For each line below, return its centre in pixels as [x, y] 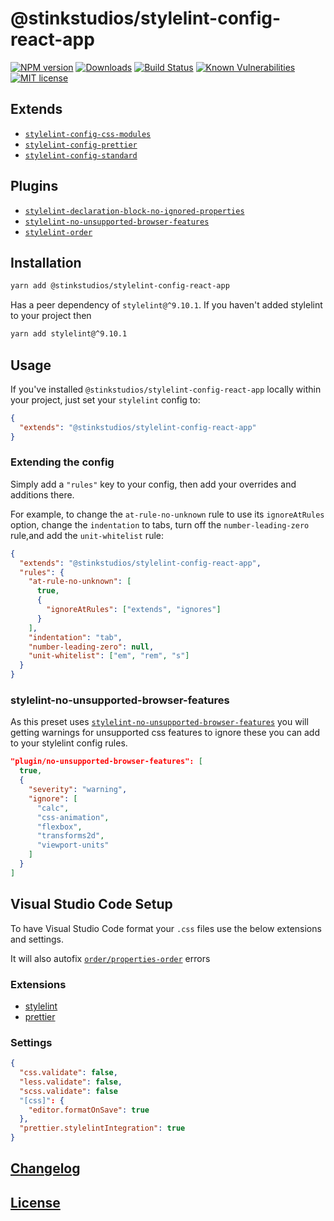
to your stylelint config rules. [69, 743]
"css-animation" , [73, 817]
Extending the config [62, 462]
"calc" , [53, 808]
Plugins [34, 186]
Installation [46, 262]
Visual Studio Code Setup [91, 904]
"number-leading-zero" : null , [91, 647]
